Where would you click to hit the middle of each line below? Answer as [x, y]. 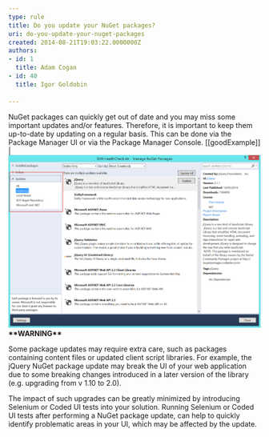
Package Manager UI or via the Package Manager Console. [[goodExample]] [134, 142]
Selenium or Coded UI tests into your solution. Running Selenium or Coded [131, 407]
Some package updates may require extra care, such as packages [117, 349]
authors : [23, 51]
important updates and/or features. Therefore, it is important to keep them [130, 125]
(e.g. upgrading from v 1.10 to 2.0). [65, 383]
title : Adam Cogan [46, 68]
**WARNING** [35, 334]
